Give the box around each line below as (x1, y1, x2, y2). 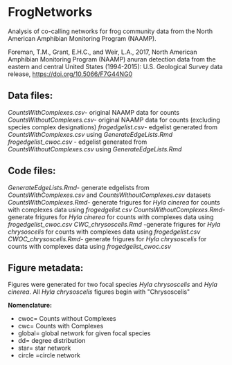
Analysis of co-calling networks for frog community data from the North (8, 27, 213, 35)
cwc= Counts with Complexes (17, 322, 104, 330)
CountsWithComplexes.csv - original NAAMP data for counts (8, 108, 179, 116)
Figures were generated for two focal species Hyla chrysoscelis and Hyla (8, 281, 217, 289)
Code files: (8, 165, 56, 177)
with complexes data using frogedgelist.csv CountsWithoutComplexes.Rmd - (8, 205, 226, 214)
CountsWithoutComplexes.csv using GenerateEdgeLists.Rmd (8, 144, 182, 153)
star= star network (17, 344, 71, 353)
